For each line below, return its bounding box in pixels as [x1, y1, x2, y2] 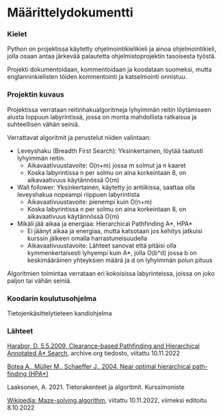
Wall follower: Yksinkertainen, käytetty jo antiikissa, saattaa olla [16, 183, 196, 191]
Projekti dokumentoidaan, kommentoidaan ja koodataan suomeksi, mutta [7, 65, 212, 73]
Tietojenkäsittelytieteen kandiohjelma [7, 309, 112, 318]
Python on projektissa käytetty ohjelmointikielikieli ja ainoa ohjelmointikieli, [7, 45, 217, 53]
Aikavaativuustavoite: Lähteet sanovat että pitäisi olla [27, 241, 176, 250]
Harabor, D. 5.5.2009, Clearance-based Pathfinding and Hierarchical [7, 342, 200, 350]
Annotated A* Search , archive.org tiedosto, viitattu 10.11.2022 [7, 349, 180, 357]
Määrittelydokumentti [7, 5, 133, 21]
